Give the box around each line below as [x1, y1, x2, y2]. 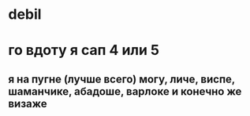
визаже [8, 96, 47, 111]
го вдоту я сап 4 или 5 [8, 42, 160, 60]
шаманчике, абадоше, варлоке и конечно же [8, 85, 242, 98]
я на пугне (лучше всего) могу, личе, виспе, [8, 72, 235, 85]
